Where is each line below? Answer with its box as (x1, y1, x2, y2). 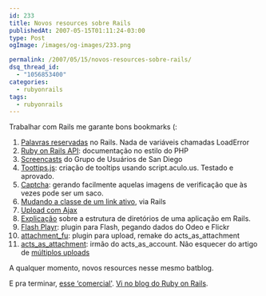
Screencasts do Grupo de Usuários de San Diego (20, 155, 183, 164)
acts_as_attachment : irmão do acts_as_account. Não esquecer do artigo (20, 239, 258, 249)
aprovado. (20, 172, 55, 181)
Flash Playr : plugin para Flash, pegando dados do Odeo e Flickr (20, 223, 230, 232)
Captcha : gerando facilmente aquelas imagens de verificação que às (20, 180, 248, 190)
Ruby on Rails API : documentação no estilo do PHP (20, 146, 189, 156)
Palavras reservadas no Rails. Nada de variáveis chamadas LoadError (20, 137, 250, 148)
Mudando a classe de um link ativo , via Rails (20, 197, 166, 207)
